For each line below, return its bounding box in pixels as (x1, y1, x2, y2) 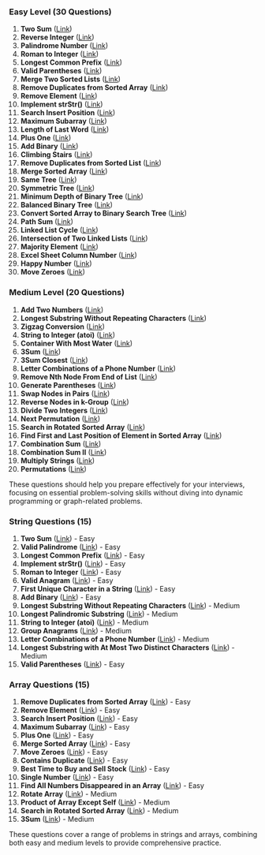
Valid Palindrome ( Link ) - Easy (20, 542, 121, 551)
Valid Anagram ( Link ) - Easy (20, 575, 114, 585)
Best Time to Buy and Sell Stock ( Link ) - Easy (20, 764, 170, 774)
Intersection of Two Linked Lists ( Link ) (20, 233, 148, 243)
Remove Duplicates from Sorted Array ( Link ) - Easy (20, 697, 192, 707)
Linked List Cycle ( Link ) (20, 226, 99, 235)
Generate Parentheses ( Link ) (20, 380, 117, 390)
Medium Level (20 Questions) (9, 287, 125, 298)
